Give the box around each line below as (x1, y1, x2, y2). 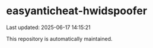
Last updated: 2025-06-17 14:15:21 (6, 24, 91, 31)
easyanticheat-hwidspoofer (6, 4, 147, 18)
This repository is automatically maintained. (6, 35, 113, 42)
